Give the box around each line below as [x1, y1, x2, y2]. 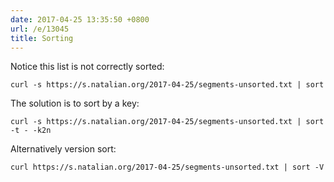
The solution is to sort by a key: [10, 97, 140, 110]
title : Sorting [10, 33, 74, 43]
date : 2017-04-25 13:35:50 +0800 [10, 14, 150, 25]
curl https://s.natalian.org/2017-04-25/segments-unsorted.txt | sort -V [10, 162, 325, 173]
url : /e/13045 [10, 24, 70, 34]
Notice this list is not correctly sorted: [10, 61, 165, 73]
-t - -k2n [10, 126, 52, 136]
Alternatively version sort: [10, 143, 117, 155]
